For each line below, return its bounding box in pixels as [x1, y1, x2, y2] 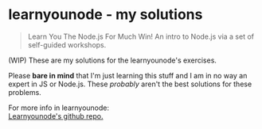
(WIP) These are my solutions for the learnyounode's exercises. [8, 55, 217, 65]
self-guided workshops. [27, 40, 107, 49]
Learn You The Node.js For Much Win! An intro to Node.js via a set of [27, 32, 255, 41]
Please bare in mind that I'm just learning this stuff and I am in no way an [8, 70, 248, 80]
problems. [8, 87, 41, 97]
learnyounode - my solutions [8, 6, 203, 24]
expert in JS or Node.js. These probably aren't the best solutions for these [8, 79, 252, 89]
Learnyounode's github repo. [8, 111, 104, 120]
